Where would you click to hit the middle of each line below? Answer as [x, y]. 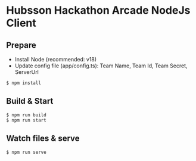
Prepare [21, 45]
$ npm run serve [26, 152]
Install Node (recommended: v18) [56, 59]
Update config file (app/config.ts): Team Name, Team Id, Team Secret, [101, 66]
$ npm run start [26, 120]
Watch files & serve [43, 139]
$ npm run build [26, 115]
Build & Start [30, 101]
